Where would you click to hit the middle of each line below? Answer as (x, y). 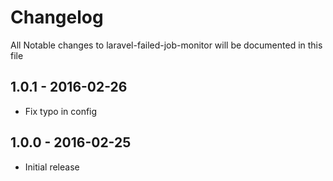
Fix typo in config (61, 111)
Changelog (57, 17)
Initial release (52, 167)
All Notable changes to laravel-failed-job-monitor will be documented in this (166, 45)
